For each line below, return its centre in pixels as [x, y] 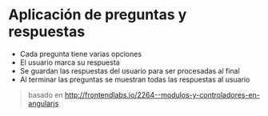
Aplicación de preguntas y [98, 15]
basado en [45, 94]
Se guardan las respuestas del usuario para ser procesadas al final [130, 70]
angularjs [43, 103]
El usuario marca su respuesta [70, 62]
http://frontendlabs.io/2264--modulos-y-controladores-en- [162, 94]
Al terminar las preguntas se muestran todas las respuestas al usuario [135, 79]
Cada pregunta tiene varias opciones [81, 54]
